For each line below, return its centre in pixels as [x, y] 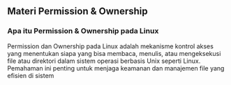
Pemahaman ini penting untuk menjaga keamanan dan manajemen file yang [116, 68]
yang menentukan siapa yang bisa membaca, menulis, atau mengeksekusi [114, 53]
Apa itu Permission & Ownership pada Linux [83, 31]
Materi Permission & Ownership [77, 11]
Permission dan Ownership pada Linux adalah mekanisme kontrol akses [111, 46]
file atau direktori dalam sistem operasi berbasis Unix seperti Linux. [104, 61]
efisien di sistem [31, 75]
